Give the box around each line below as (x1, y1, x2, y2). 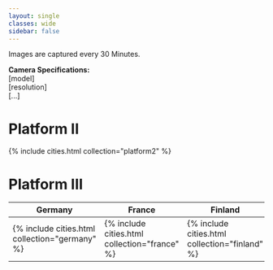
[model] (8, 74, 35, 84)
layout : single (8, 11, 60, 20)
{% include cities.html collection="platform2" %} (8, 146, 172, 156)
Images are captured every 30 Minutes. (8, 50, 141, 59)
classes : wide (8, 20, 57, 28)
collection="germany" (12, 233, 97, 245)
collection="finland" (186, 238, 264, 250)
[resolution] (8, 82, 47, 92)
